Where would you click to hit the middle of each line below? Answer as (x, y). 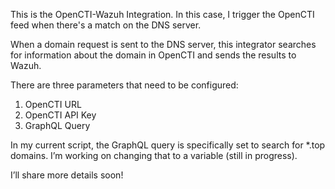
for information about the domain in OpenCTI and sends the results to (153, 55)
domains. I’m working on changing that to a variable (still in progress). (154, 155)
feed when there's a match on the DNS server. (106, 25)
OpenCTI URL (53, 104)
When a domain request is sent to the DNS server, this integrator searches (163, 44)
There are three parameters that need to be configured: (124, 85)
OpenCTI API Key (60, 115)
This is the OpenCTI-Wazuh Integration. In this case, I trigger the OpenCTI (162, 14)
